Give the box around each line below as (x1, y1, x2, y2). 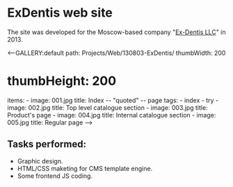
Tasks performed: (7, 138, 87, 150)
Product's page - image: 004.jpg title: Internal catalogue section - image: (7, 111, 216, 119)
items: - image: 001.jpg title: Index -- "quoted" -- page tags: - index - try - (7, 96, 219, 104)
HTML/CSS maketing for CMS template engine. (17, 164, 153, 172)
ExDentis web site (7, 5, 113, 21)
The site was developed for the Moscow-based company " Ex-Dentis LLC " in (7, 28, 226, 36)
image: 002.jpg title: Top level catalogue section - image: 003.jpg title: (7, 103, 208, 112)
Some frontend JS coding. (17, 172, 93, 180)
